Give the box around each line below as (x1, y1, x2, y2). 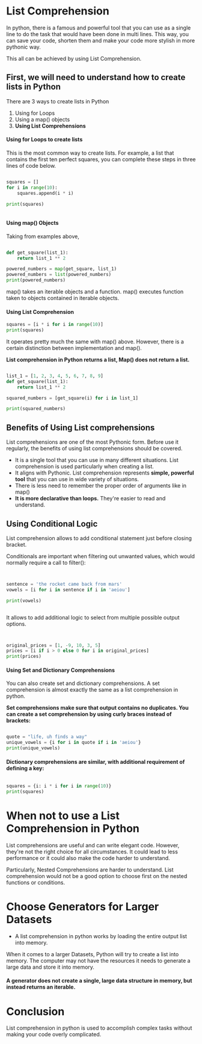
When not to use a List (6, 809, 120, 823)
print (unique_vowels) (6, 745, 61, 751)
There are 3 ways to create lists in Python (6, 97, 109, 105)
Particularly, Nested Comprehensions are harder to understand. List (6, 866, 174, 873)
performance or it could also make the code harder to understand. (6, 854, 170, 861)
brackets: (6, 717, 31, 724)
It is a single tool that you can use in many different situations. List (14, 456, 179, 464)
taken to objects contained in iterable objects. (6, 295, 119, 302)
